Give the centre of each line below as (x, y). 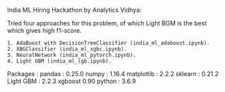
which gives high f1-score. (45, 31)
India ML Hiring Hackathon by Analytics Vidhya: (74, 10)
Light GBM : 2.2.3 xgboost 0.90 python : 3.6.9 (71, 81)
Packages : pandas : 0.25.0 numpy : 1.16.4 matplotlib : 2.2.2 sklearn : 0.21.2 (113, 74)
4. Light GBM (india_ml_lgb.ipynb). (59, 61)
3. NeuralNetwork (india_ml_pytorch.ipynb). (72, 55)
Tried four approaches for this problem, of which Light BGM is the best (107, 23)
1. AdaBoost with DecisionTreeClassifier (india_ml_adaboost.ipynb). (109, 43)
